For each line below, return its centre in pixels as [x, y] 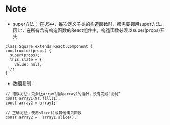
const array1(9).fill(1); [33, 98]
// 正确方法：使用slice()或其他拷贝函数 [44, 113]
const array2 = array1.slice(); [41, 117]
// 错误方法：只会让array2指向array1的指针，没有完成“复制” [63, 94]
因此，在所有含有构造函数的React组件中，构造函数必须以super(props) [86, 30]
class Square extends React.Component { [49, 46]
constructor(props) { [28, 51]
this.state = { [26, 59]
